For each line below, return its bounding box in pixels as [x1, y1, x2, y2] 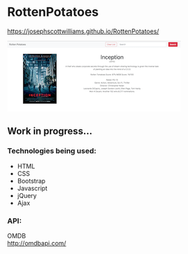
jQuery [17, 191, 37, 199]
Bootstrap [17, 176, 46, 185]
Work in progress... [7, 125, 92, 137]
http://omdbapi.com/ [7, 239, 67, 247]
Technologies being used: [7, 146, 97, 156]
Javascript [17, 184, 48, 192]
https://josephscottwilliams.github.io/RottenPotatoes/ [7, 27, 160, 35]
